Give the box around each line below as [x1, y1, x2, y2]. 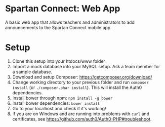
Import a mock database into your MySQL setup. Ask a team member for [12, 63, 161, 69]
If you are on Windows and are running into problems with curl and [12, 111, 150, 117]
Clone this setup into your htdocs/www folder [12, 58, 105, 64]
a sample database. [12, 69, 53, 75]
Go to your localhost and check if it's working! [12, 105, 106, 111]
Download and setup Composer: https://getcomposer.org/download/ [12, 74, 152, 80]
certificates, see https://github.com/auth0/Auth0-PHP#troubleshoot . [12, 116, 152, 122]
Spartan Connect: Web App [5, 3, 121, 14]
